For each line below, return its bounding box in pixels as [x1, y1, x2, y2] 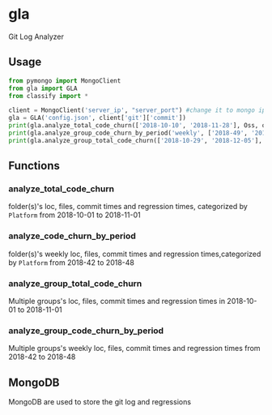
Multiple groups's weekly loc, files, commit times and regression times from [8, 344, 261, 353]
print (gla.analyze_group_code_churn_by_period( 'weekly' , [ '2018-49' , [8, 129, 249, 137]
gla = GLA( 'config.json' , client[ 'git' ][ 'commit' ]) [8, 114, 186, 122]
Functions [8, 159, 61, 173]
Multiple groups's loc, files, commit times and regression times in [8, 297, 225, 306]
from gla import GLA [8, 84, 79, 92]
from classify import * [8, 92, 89, 100]
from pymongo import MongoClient [8, 76, 121, 85]
